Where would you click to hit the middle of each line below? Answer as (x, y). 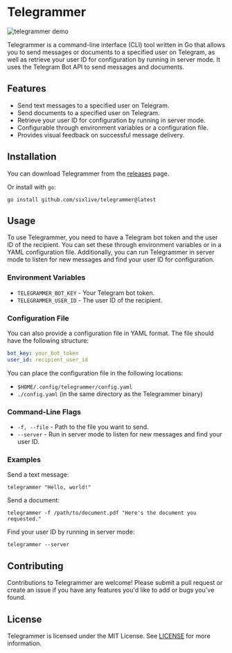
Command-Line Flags (44, 412)
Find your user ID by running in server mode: (71, 532)
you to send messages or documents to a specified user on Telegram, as (111, 52)
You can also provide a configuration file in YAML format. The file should (110, 333)
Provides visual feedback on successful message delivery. (101, 135)
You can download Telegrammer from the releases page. (88, 173)
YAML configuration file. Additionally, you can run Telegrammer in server (111, 252)
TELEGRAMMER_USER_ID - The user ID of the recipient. (90, 300)
